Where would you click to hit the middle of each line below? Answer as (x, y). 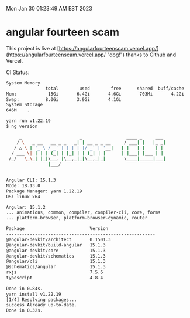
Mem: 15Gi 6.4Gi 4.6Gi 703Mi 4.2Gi (95, 94)
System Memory (23, 83)
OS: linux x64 (23, 197)
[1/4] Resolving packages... (42, 300)
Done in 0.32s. (25, 310)
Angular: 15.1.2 (26, 207)
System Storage (25, 105)
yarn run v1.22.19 (28, 121)
